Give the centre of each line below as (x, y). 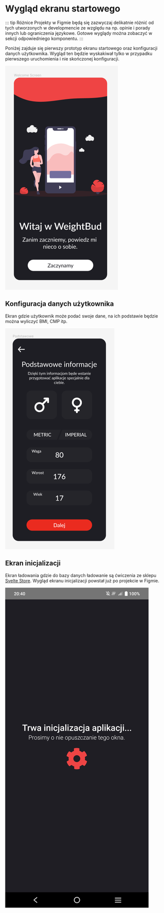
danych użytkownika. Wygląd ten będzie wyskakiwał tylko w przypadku (79, 53)
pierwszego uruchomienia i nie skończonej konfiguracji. (62, 58)
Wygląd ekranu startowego (63, 9)
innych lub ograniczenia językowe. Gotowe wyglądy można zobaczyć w (79, 33)
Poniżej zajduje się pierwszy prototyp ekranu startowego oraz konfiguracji (82, 48)
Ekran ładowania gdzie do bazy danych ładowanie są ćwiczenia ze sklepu (81, 575)
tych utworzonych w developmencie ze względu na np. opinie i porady (78, 27)
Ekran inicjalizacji (33, 563)
